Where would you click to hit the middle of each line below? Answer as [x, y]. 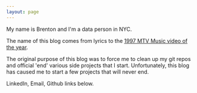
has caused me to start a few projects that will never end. [78, 72]
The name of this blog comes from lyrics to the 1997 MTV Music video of [97, 40]
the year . [17, 47]
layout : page [23, 12]
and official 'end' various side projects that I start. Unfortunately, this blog [98, 65]
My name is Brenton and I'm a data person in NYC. [69, 29]
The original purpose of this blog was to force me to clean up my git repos [99, 59]
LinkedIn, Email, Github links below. [50, 83]
